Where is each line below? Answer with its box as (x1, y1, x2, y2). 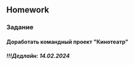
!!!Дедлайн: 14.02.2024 (6, 52, 70, 60)
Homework (6, 5, 50, 15)
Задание (6, 23, 34, 32)
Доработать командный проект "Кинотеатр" (6, 38, 128, 45)
